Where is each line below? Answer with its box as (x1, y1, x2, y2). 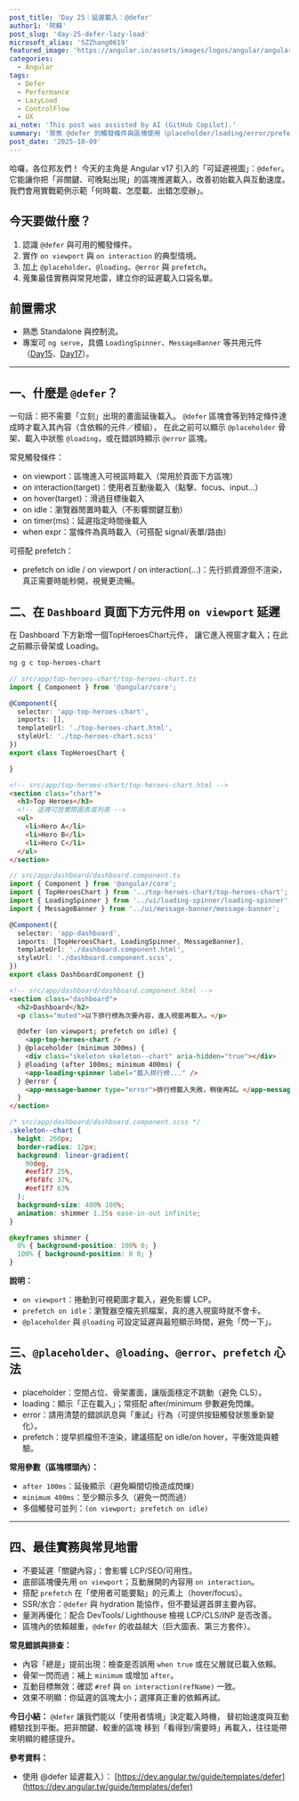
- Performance (17, 87, 69, 96)
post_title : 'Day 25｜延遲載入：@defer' (9, 12, 153, 22)
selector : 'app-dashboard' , (17, 928, 122, 938)
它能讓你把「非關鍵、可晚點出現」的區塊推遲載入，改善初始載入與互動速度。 (9, 174, 290, 184)
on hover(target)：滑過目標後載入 (21, 493, 145, 504)
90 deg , (25, 1159, 50, 1168)
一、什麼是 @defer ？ (9, 385, 118, 401)
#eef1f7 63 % (25, 1184, 69, 1194)
